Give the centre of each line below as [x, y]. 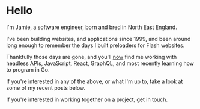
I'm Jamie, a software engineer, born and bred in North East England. [92, 27]
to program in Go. [28, 69]
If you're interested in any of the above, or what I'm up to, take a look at [95, 81]
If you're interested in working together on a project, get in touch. [87, 99]
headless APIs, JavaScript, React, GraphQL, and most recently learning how [100, 63]
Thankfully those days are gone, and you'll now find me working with [92, 57]
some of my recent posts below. [46, 87]
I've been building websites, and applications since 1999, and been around [98, 39]
